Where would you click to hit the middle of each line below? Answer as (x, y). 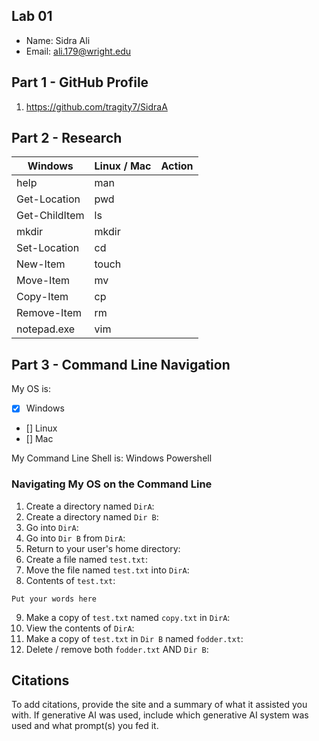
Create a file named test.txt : (87, 559)
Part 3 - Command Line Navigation (121, 364)
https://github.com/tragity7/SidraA (96, 106)
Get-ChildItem (50, 216)
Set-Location (48, 248)
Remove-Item (49, 313)
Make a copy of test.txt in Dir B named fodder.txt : (134, 638)
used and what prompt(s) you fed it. (85, 726)
